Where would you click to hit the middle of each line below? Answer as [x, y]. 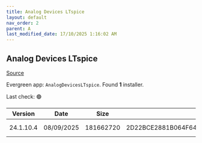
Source [15, 73]
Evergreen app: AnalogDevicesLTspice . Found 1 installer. [75, 84]
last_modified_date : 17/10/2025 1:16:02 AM [62, 34]
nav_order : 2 [23, 23]
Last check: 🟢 [24, 96]
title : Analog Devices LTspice [45, 12]
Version [23, 114]
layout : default [26, 17]
